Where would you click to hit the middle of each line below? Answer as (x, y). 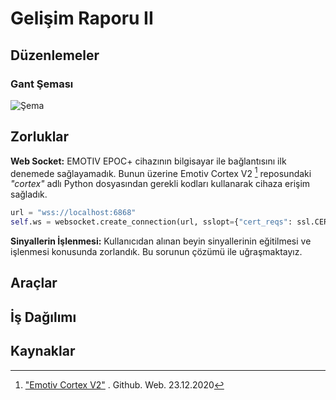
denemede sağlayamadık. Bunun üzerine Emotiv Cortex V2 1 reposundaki (161, 172)
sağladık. (29, 194)
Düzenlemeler (55, 55)
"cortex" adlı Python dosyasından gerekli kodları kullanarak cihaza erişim (160, 184)
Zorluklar (40, 137)
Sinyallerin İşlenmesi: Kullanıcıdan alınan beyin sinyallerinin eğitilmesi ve (161, 241)
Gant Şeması (42, 84)
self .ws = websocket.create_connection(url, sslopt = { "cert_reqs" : (151, 222)
